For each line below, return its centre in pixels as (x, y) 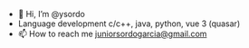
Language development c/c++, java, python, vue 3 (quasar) (129, 24)
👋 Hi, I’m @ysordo (52, 14)
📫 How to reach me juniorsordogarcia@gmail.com (112, 34)
